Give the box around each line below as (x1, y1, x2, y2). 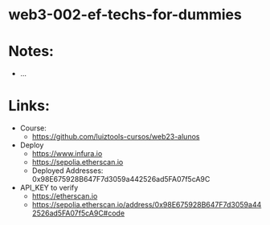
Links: (8, 97, 51, 115)
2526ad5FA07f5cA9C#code (31, 208, 125, 218)
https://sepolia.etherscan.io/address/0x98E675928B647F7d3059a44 (31, 200, 262, 210)
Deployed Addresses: (31, 166, 104, 175)
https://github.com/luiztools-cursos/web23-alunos (31, 132, 200, 142)
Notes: (8, 42, 55, 61)
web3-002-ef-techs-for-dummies (8, 6, 243, 24)
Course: (19, 123, 47, 133)
